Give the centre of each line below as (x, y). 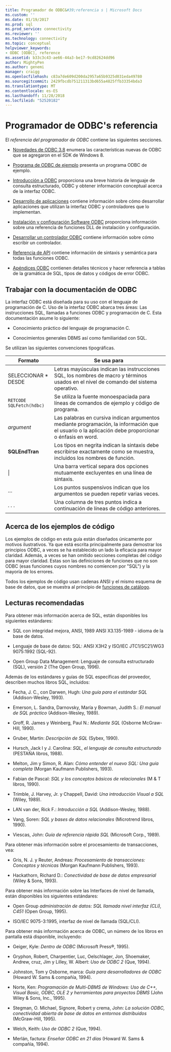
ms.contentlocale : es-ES (32, 91)
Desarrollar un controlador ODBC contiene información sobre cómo (83, 237)
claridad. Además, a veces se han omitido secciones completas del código (83, 555)
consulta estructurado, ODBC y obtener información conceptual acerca (87, 186)
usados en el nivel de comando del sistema (106, 382)
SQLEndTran (23, 452)
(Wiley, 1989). (27, 799)
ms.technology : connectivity (36, 39)
